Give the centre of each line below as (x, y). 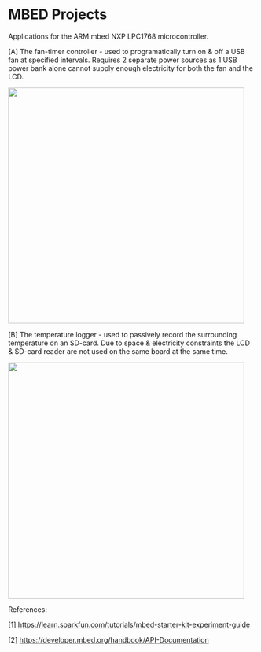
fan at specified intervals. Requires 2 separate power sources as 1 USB (123, 60)
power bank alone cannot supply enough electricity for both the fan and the (131, 68)
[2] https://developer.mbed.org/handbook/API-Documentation (109, 639)
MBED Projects (58, 15)
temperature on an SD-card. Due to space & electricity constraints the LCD (129, 343)
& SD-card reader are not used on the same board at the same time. (118, 351)
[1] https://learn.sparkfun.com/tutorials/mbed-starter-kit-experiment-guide (129, 624)
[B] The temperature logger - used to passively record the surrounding (123, 334)
